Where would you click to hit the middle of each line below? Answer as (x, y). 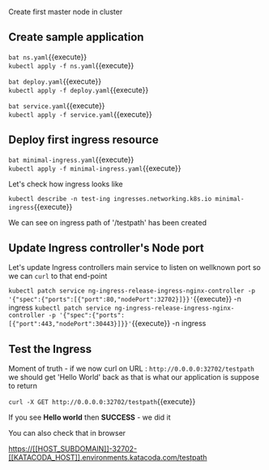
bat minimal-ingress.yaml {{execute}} (71, 159)
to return (23, 386)
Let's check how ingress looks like (66, 184)
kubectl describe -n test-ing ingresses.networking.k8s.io (110, 198)
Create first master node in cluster (66, 12)
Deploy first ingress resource (84, 140)
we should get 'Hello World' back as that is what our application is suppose (134, 377)
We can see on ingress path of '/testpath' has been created (108, 222)
